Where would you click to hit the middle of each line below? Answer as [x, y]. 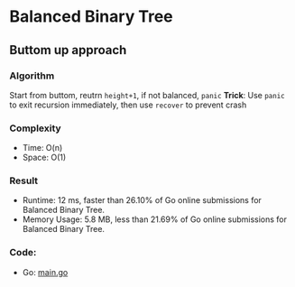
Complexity [35, 128]
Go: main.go [45, 272]
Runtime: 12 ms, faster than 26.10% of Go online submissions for [142, 200]
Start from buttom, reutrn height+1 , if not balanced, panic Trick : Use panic [147, 95]
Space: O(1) [44, 157]
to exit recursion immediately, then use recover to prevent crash [128, 105]
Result [24, 181]
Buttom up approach [68, 50]
